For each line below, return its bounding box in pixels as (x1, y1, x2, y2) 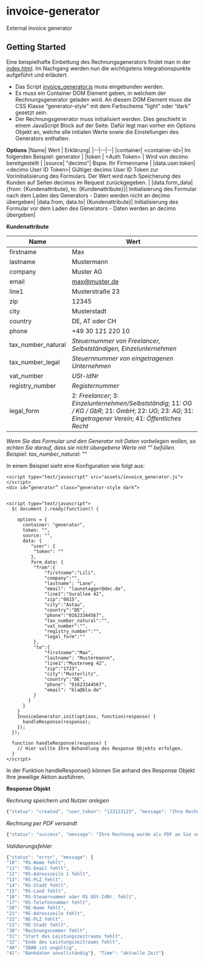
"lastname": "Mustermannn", (44, 655, 115, 661)
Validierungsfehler (6, 842, 53, 849)
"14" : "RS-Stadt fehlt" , (6, 882, 69, 888)
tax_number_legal (9, 358, 60, 366)
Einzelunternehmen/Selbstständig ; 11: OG (72, 399, 192, 407)
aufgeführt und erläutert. (6, 71, 69, 78)
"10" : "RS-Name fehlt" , (6, 860, 67, 866)
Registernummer (72, 382, 120, 390)
